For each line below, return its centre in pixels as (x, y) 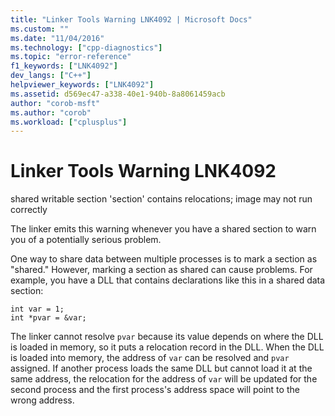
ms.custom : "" (40, 29)
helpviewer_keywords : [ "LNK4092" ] (82, 85)
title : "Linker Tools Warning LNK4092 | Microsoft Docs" (131, 19)
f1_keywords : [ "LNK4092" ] (64, 66)
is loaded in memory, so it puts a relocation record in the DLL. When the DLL (167, 347)
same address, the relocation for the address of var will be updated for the (164, 379)
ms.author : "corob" (51, 112)
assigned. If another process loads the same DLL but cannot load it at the (161, 368)
